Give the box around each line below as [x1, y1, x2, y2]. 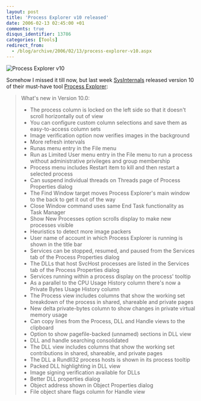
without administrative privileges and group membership [29, 157, 170, 165]
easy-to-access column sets [29, 125, 101, 133]
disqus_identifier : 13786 [6, 31, 71, 37]
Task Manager [29, 209, 66, 216]
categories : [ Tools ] [6, 37, 58, 43]
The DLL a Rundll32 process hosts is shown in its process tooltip [29, 356, 191, 363]
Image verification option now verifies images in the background [29, 131, 190, 139]
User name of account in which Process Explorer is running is [29, 234, 183, 241]
